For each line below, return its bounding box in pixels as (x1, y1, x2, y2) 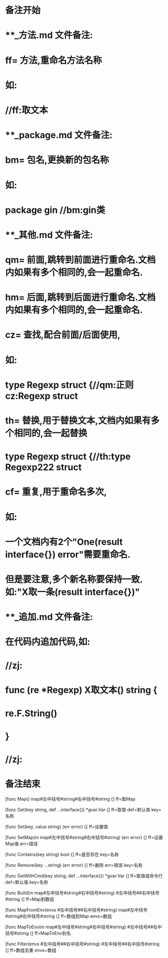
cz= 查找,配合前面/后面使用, (5, 329, 121, 341)
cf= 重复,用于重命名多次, (5, 486, 107, 498)
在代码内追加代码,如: (5, 636, 90, 648)
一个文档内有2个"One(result (5, 536, 123, 548)
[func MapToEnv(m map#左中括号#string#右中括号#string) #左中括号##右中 (5, 924, 162, 930)
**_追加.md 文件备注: (5, 611, 93, 623)
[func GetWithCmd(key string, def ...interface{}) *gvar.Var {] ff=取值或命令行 (5, 873, 163, 879)
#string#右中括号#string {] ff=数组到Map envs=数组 (5, 913, 112, 919)
